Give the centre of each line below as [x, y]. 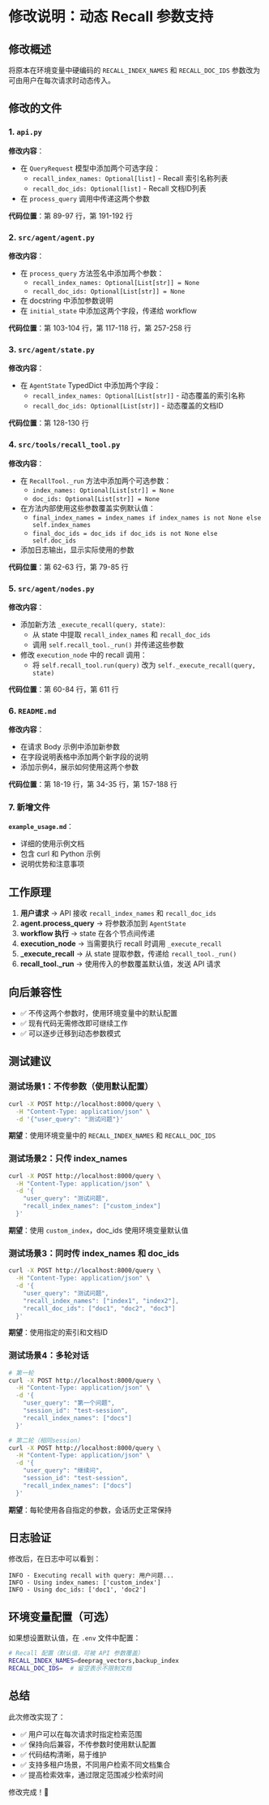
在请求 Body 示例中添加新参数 [70, 747]
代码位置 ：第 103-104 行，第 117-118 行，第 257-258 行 [100, 328]
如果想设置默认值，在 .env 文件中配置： [75, 1638]
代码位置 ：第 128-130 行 [49, 423]
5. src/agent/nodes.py [51, 588]
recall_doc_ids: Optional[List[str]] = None [109, 291]
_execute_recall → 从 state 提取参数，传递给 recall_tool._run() [128, 954]
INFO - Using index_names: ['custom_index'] [85, 1583]
